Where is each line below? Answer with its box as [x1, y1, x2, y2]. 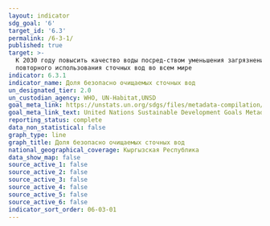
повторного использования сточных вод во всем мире [15, 64, 193, 72]
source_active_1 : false [8, 161, 88, 169]
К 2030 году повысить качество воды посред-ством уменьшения [15, 57, 225, 65]
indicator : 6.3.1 [8, 71, 67, 79]
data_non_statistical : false [8, 123, 106, 131]
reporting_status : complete [8, 116, 103, 124]
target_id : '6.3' [8, 26, 67, 34]
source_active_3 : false [8, 176, 88, 184]
